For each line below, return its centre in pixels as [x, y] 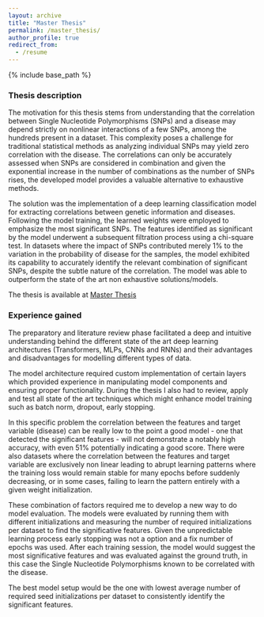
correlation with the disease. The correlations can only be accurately [120, 154]
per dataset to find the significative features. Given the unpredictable [121, 530]
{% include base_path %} [50, 75]
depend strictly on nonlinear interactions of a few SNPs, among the [117, 129]
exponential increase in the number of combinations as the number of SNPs [132, 172]
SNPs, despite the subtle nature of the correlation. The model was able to [128, 271]
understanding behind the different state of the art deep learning [113, 341]
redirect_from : [33, 45]
